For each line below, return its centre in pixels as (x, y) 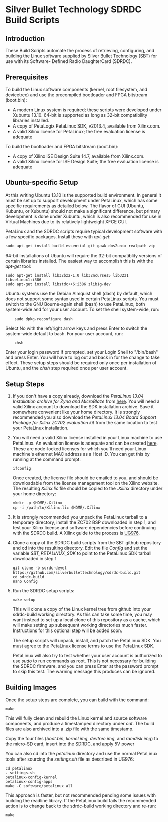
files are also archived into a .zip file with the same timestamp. (69, 729)
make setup (24, 600)
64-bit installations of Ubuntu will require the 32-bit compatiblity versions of (84, 255)
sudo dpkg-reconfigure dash (43, 319)
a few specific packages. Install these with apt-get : (58, 237)
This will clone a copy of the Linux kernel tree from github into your (82, 609)
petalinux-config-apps (29, 782)
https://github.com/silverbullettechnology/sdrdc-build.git (76, 573)
